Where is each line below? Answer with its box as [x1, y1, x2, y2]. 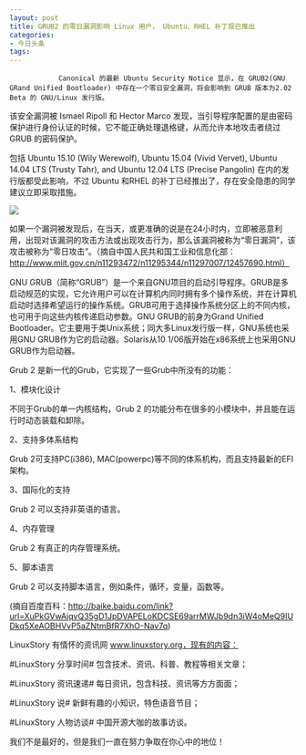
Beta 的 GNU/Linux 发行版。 [9, 93, 109, 103]
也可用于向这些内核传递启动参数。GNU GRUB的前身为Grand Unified [9, 311, 264, 322]
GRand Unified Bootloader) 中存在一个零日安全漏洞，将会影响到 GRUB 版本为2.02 [9, 84, 292, 93]
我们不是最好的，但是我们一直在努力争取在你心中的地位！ [9, 736, 225, 748]
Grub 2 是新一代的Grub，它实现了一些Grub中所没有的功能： [9, 365, 235, 376]
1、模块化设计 [9, 384, 61, 395]
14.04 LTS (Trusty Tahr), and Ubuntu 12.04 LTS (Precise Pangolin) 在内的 [9, 164, 282, 175]
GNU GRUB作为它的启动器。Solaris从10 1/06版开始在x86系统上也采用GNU [16, 334, 296, 345]
